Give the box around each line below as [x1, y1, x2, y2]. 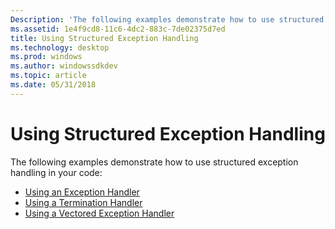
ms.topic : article [10, 71, 87, 81]
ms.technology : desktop [10, 42, 110, 53]
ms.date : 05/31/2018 [10, 80, 97, 90]
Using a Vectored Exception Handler [24, 207, 175, 219]
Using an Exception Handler [24, 186, 140, 198]
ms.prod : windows [10, 52, 83, 62]
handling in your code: [10, 166, 103, 178]
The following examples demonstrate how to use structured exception [10, 156, 299, 168]
